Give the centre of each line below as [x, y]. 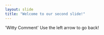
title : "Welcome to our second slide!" [45, 14]
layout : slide [19, 9]
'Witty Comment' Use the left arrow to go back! [52, 27]
